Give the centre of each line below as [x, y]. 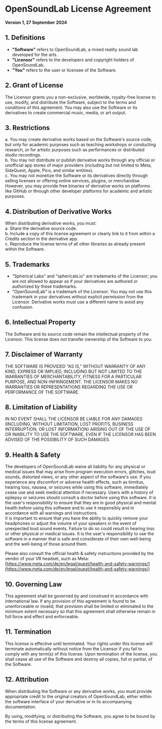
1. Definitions [25, 38]
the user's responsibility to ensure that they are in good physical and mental [81, 503]
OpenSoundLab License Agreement [78, 9]
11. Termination [28, 632]
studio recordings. [23, 155]
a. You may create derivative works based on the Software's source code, [79, 139]
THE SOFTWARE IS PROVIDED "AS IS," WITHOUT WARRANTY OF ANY [75, 366]
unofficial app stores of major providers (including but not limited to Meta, [78, 165]
